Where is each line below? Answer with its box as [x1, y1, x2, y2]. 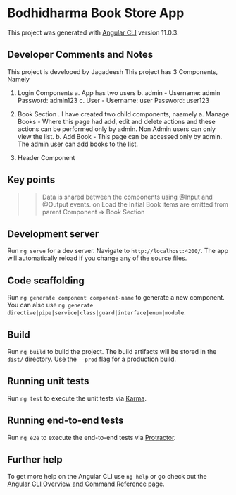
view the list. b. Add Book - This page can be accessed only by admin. [17, 132, 223, 140]
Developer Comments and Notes [7, 49, 154, 61]
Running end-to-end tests [7, 415, 124, 427]
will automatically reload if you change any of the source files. [7, 254, 187, 262]
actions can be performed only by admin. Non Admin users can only [17, 125, 216, 133]
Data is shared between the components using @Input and [42, 192, 213, 201]
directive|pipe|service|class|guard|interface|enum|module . [7, 308, 186, 317]
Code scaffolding [7, 274, 85, 286]
